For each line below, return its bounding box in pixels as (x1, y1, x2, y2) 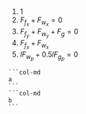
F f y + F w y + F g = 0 (19, 27, 79, 39)
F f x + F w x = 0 (19, 15, 63, 28)
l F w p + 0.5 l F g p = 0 (19, 49, 79, 62)
